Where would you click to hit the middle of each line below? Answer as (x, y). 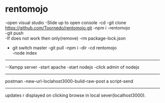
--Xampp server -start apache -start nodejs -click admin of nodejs (72, 67)
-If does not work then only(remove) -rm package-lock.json (66, 38)
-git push (14, 33)
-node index (25, 53)
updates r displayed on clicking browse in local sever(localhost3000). (75, 95)
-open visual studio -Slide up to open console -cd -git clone (66, 23)
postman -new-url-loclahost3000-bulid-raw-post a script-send (69, 81)
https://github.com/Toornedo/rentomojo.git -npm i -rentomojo (68, 27)
